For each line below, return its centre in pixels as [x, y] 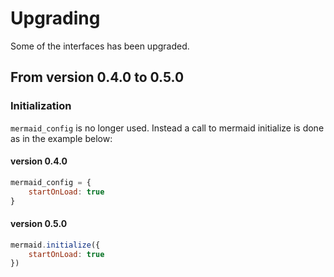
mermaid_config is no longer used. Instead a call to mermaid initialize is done [167, 128]
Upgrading [55, 18]
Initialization [41, 106]
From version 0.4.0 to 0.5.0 [97, 77]
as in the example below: [61, 138]
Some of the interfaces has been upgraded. [100, 46]
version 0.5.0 [39, 224]
